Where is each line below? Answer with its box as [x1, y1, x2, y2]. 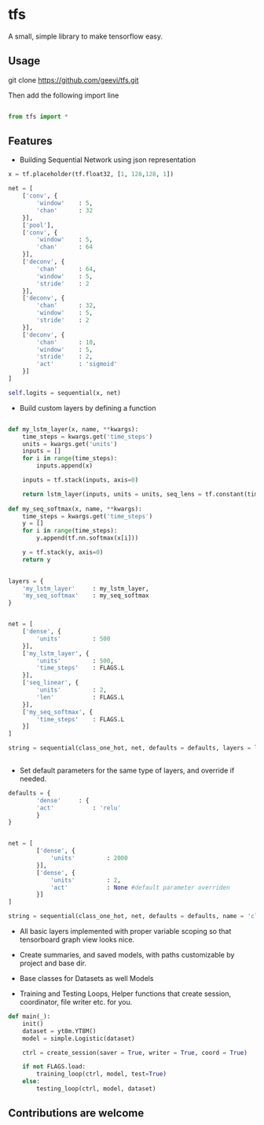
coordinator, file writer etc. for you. [19, 998, 133, 1007]
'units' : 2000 [49, 854, 128, 862]
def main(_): [8, 1012, 51, 1020]
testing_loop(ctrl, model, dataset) [36, 1085, 156, 1093]
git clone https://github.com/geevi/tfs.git [8, 75, 139, 84]
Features [8, 135, 53, 148]
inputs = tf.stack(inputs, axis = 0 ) [22, 476, 139, 485]
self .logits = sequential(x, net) [8, 389, 122, 397]
